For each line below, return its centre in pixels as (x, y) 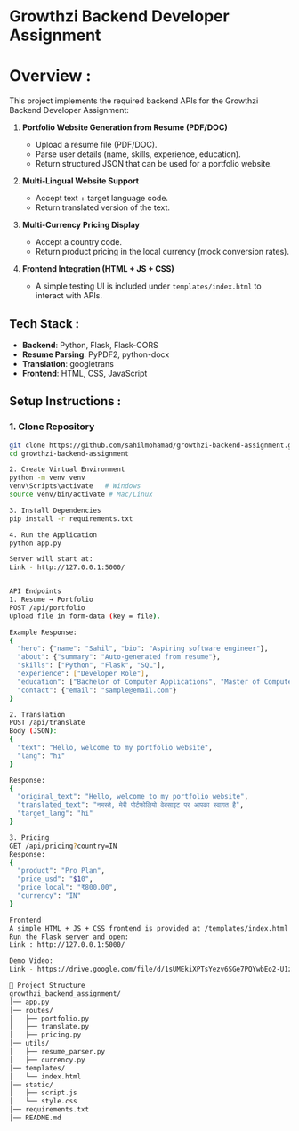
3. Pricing (29, 838)
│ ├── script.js (43, 1093)
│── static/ (31, 1085)
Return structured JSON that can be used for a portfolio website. (154, 164)
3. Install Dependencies (55, 510)
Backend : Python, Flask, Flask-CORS (90, 345)
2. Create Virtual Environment (67, 469)
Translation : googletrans (68, 363)
